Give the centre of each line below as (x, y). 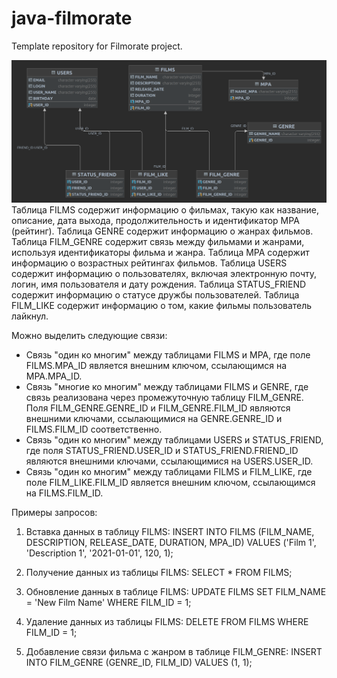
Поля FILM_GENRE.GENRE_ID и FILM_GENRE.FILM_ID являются (158, 408)
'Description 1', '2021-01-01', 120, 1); (99, 553)
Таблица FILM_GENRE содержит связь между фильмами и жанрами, (158, 241)
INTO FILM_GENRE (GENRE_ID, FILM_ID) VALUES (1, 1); (139, 662)
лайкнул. (30, 316)
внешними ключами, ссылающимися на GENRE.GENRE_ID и (154, 418)
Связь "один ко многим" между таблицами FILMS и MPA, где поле (168, 354)
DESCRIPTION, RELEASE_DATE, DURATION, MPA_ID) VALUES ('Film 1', (171, 542)
